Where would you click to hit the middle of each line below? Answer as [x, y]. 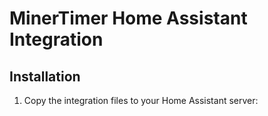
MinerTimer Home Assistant [128, 18]
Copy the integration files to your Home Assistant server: [141, 100]
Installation [45, 76]
